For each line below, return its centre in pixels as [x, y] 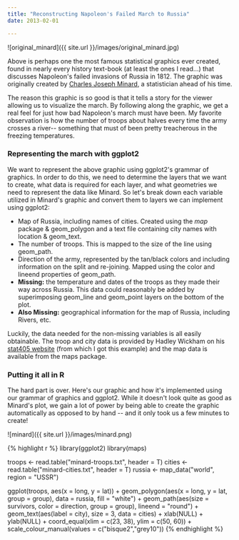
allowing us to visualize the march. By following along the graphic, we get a [118, 105]
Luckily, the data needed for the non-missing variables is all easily [105, 333]
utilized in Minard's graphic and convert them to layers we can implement [115, 200]
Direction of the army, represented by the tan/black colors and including [123, 259]
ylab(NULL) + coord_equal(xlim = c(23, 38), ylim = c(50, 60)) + [100, 521]
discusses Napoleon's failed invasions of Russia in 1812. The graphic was [115, 76]
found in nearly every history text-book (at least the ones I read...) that [111, 68]
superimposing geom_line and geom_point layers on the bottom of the [121, 297]
